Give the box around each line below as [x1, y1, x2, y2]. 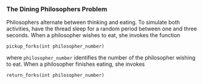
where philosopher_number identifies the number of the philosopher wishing [6, 54, 196, 61]
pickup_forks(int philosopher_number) [6, 43, 105, 50]
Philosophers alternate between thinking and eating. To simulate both [6, 19, 181, 26]
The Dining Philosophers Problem [6, 5, 108, 13]
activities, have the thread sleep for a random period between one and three [6, 25, 198, 32]
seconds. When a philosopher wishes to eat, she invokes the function [6, 32, 181, 39]
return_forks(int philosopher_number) [6, 72, 105, 79]
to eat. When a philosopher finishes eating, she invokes [6, 60, 145, 68]
